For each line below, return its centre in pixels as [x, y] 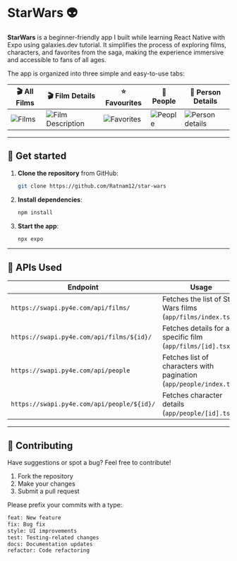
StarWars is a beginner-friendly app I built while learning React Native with [116, 37]
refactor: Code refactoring [49, 550]
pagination [180, 375]
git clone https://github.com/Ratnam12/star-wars [92, 186]
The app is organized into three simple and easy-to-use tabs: [96, 73]
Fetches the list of [192, 299]
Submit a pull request [48, 491]
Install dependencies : [50, 199]
